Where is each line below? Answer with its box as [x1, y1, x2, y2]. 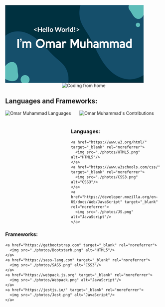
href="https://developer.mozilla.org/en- [70, 195, 159, 200]
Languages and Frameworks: [5, 97, 98, 105]
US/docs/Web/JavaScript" [70, 200, 123, 205]
